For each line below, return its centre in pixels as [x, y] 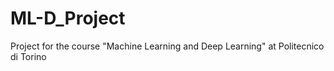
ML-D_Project [68, 18]
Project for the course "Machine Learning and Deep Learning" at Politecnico [167, 46]
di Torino [28, 56]
